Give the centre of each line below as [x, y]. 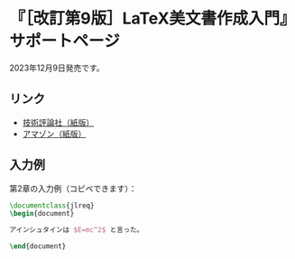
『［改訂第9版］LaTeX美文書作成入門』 [149, 18]
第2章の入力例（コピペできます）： [73, 188]
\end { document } [38, 246]
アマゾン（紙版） [54, 134]
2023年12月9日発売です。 [57, 68]
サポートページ [65, 41]
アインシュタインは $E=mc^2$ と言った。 [77, 230]
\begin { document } [42, 214]
